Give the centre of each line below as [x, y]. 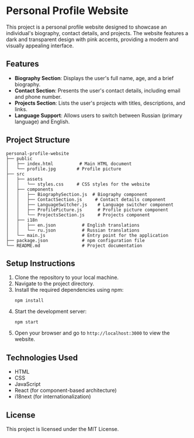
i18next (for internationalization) [53, 396]
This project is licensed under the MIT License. [63, 429]
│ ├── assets [25, 179]
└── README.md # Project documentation [74, 246]
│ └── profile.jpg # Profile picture [64, 169]
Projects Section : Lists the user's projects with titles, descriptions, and [100, 103]
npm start [27, 322]
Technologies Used [42, 358]
